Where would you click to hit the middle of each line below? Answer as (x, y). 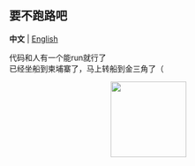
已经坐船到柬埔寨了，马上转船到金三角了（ (86, 68)
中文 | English (34, 39)
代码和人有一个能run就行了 (58, 57)
